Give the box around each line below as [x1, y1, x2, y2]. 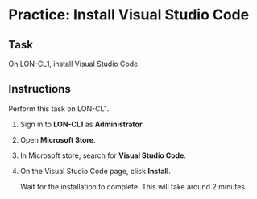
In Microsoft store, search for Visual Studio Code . [19, 151, 187, 160]
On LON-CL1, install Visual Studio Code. [8, 59, 141, 68]
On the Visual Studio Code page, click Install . [19, 166, 172, 176]
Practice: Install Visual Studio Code [8, 6, 250, 24]
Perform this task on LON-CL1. [8, 103, 110, 114]
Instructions [8, 82, 71, 96]
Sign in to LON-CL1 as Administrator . [19, 119, 145, 129]
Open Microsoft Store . [19, 135, 96, 144]
